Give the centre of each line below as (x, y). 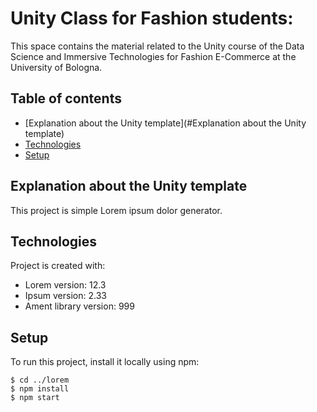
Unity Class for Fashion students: (152, 18)
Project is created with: (58, 266)
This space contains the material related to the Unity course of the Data (157, 46)
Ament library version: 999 (79, 306)
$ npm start (35, 398)
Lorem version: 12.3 (65, 285)
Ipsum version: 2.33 (65, 296)
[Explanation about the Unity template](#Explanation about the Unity (165, 123)
